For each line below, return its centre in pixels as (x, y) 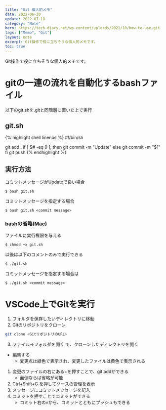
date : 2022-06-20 (23, 14)
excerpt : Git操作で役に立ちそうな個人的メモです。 (51, 42)
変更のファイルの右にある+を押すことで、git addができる (70, 371)
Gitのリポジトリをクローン (39, 325)
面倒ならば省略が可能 (41, 378)
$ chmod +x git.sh (24, 245)
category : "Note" (23, 23)
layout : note (19, 38)
